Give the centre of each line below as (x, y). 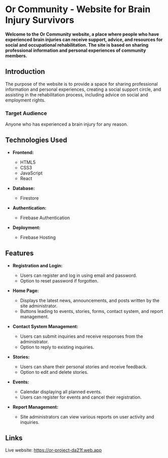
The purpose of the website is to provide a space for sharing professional (81, 84)
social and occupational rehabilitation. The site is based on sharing (77, 45)
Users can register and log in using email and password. (78, 275)
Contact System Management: (45, 326)
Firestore (29, 198)
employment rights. (25, 100)
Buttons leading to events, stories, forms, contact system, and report (91, 311)
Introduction (25, 72)
